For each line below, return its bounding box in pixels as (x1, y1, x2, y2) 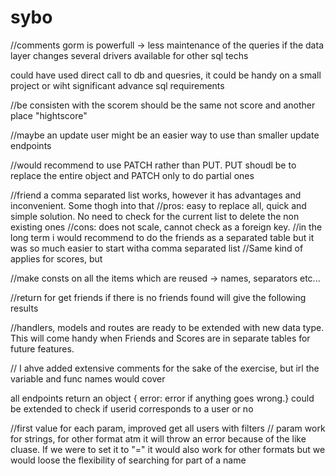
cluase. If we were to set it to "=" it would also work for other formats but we (10, 443, 326, 455)
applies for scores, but (10, 252, 103, 265)
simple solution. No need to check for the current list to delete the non (10, 210, 300, 222)
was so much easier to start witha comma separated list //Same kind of (10, 242, 304, 254)
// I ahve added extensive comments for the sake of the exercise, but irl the (10, 362, 320, 374)
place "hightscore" (10, 109, 88, 121)
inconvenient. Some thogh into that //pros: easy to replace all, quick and (10, 199, 307, 211)
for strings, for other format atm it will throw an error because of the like (10, 432, 307, 445)
